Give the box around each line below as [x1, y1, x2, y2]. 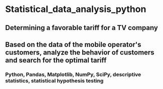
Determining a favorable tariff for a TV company [5, 23, 158, 32]
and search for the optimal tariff [5, 56, 107, 64]
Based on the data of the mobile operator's [5, 40, 141, 48]
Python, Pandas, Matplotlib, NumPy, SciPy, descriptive [5, 71, 141, 78]
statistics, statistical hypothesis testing [5, 77, 104, 84]
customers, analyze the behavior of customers [5, 48, 154, 56]
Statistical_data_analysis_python [5, 3, 146, 15]
